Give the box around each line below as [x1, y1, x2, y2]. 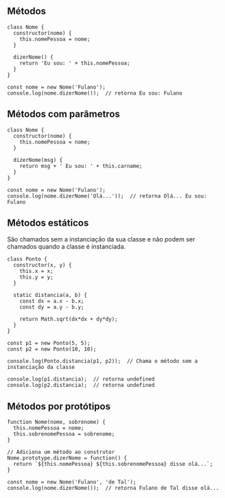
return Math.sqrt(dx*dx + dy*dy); [19, 316, 118, 323]
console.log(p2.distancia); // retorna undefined [7, 382, 155, 389]
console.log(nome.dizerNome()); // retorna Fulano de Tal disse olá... [7, 485, 220, 492]
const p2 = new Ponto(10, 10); [7, 346, 97, 353]
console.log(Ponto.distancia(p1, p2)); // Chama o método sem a [7, 358, 198, 365]
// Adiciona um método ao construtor [7, 449, 115, 455]
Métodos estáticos [7, 217, 89, 229]
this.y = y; [19, 274, 54, 281]
